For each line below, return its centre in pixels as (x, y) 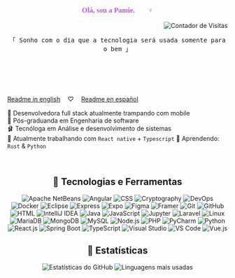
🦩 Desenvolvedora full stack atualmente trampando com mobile (99, 113)
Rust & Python (27, 146)
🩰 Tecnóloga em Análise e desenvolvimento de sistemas (89, 129)
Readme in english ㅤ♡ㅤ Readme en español (73, 99)
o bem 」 (117, 49)
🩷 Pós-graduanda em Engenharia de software (73, 120)
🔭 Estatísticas (117, 250)
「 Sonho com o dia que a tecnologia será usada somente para (117, 40)
